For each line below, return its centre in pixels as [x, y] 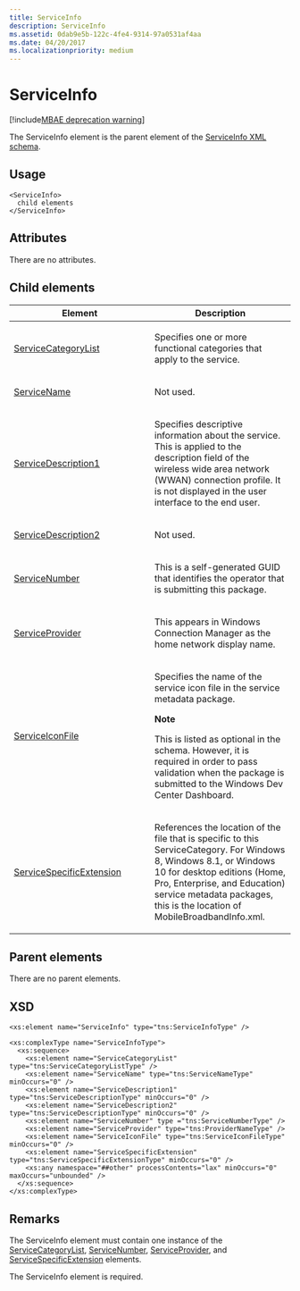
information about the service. [218, 435]
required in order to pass [206, 761]
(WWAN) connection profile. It [218, 480]
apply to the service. [197, 359]
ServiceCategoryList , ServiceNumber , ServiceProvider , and [118, 1249]
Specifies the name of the [208, 676]
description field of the [202, 457]
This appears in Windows [208, 622]
